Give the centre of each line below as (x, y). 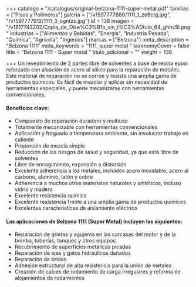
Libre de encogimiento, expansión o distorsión (71, 165)
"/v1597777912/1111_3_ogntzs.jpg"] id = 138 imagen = (70, 21)
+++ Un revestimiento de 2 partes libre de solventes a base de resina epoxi (97, 63)
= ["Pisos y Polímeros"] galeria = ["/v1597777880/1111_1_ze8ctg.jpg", (89, 15)
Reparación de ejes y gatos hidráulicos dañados (72, 253)
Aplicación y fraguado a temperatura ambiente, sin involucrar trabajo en (102, 134)
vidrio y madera (33, 189)
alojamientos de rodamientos (50, 278)
